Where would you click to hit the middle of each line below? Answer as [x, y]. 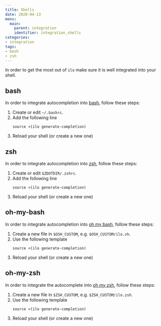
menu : [11, 19]
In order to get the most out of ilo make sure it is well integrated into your [81, 70]
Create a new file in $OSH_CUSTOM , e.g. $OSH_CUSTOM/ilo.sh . [71, 234]
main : [15, 24]
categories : [17, 38]
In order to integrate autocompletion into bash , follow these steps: [73, 103]
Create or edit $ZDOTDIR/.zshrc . [44, 173]
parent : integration [35, 28]
